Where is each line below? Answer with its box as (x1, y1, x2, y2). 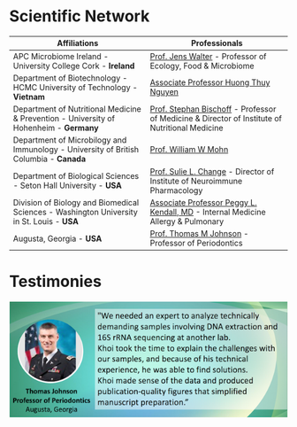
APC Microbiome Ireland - (12, 50, 109, 61)
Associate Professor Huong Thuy (149, 77, 270, 88)
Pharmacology (149, 184, 203, 196)
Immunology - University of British (12, 144, 140, 155)
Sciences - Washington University (12, 206, 139, 217)
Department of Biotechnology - (12, 73, 128, 83)
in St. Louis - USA (12, 215, 80, 227)
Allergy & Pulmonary (149, 215, 225, 227)
